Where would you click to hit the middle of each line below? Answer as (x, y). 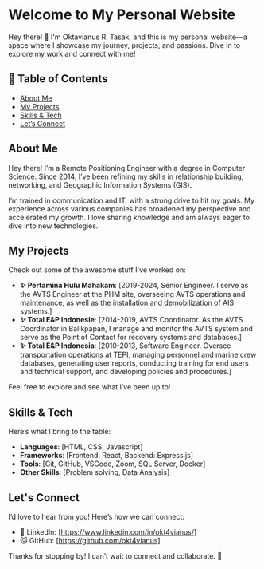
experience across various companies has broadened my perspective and (130, 208)
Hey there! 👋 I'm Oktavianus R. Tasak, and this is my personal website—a (128, 37)
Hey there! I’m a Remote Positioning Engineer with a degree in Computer (127, 168)
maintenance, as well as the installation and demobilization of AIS (127, 303)
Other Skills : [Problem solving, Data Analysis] (95, 472)
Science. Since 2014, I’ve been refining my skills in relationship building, (126, 176)
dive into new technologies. (53, 226)
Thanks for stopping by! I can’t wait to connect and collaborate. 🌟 (115, 556)
